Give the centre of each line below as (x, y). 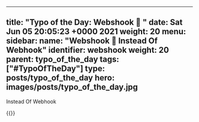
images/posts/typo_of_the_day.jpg (72, 87)
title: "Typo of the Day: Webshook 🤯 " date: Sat (94, 22)
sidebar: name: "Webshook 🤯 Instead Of (82, 41)
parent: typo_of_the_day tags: (63, 60)
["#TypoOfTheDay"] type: (56, 69)
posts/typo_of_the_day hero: (60, 78)
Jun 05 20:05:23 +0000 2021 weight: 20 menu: (96, 32)
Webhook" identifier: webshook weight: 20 (88, 50)
